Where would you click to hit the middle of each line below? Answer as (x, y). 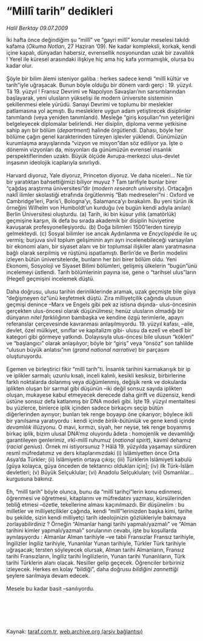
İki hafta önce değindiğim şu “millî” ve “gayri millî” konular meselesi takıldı (98, 39)
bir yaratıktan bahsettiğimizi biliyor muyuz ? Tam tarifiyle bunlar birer (92, 182)
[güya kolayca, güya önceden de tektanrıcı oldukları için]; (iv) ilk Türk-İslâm (100, 465)
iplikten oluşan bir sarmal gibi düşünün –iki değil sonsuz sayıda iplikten (95, 388)
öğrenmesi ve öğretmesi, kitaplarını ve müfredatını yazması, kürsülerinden (98, 498)
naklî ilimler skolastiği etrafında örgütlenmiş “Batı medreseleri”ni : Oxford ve (100, 194)
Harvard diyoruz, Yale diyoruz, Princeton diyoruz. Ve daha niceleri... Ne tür (99, 175)
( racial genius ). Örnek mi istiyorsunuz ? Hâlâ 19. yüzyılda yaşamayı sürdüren (101, 446)
